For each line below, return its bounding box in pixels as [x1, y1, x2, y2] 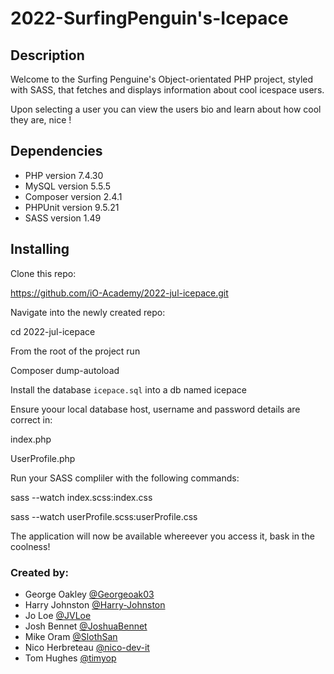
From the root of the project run [10, 345, 141, 357]
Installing [10, 241, 70, 258]
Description [10, 47, 85, 64]
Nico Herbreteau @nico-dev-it [24, 641, 150, 653]
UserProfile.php [10, 452, 76, 464]
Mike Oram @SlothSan [24, 630, 118, 642]
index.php [10, 433, 52, 445]
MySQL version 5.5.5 [24, 180, 112, 192]
